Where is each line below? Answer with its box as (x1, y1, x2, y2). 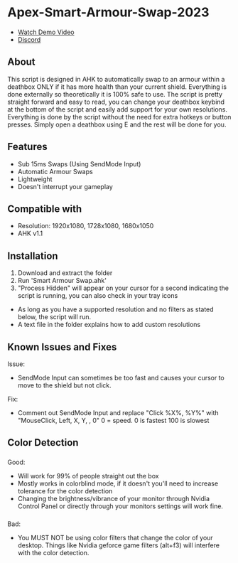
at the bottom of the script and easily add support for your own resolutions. (7, 104, 228, 114)
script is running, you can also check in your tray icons (17, 291, 178, 300)
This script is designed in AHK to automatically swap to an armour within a (7, 75, 225, 83)
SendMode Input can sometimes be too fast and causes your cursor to (17, 374, 225, 382)
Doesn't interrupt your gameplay (17, 182, 114, 191)
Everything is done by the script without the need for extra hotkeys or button (7, 112, 232, 121)
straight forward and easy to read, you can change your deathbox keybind (7, 97, 225, 106)
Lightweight (17, 175, 53, 183)
